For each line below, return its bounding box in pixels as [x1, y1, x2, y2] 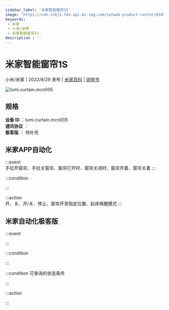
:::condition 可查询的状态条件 [5, 270, 65, 276]
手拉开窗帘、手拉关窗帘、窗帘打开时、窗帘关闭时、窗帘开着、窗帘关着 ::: [5, 165, 156, 171]
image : [5, 12, 19, 17]
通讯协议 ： [5, 123, 29, 129]
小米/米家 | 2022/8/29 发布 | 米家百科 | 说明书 [5, 76, 100, 82]
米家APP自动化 [5, 146, 52, 154]
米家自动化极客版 [5, 217, 58, 225]
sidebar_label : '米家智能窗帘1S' [5, 7, 71, 13]
